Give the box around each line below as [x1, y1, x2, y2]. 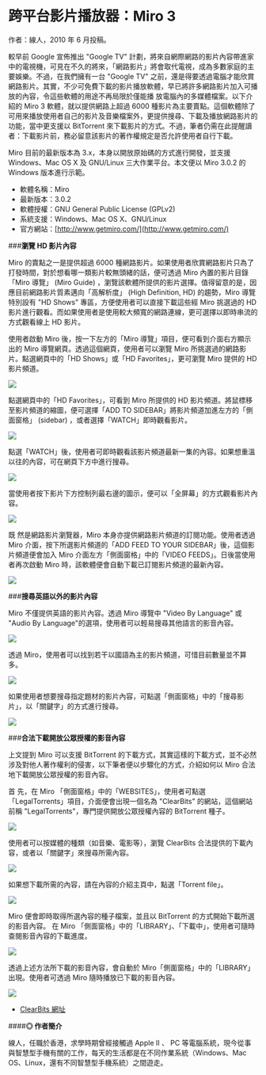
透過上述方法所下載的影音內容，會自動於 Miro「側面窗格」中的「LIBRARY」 [8, 963, 255, 972]
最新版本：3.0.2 [19, 194, 71, 204]
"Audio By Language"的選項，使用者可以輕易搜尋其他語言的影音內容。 [8, 618, 238, 627]
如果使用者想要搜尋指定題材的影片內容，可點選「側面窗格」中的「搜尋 [8, 691, 237, 701]
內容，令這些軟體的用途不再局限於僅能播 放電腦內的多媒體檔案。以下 [21, 91, 246, 101]
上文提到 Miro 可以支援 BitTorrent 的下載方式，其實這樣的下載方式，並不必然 [8, 749, 257, 759]
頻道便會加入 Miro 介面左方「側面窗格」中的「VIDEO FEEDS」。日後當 [14, 550, 242, 559]
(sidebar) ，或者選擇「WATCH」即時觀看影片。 [37, 415, 192, 425]
